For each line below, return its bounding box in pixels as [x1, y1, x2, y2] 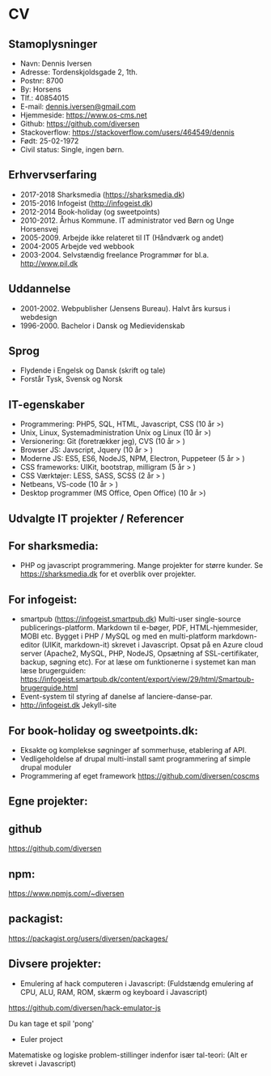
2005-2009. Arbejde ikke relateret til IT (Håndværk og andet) [19, 233, 224, 242]
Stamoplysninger [8, 37, 98, 51]
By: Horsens [19, 84, 62, 94]
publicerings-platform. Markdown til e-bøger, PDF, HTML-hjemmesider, [19, 623, 259, 633]
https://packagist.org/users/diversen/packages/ [8, 933, 168, 943]
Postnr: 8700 [19, 76, 64, 85]
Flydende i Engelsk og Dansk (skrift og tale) [19, 365, 166, 375]
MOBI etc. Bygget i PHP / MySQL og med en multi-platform [19, 631, 217, 641]
